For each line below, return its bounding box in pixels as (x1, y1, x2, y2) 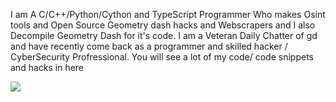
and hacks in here (10, 62, 85, 73)
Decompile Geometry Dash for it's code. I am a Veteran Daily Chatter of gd (10, 30, 318, 41)
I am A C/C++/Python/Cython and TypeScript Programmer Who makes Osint (10, 9, 326, 20)
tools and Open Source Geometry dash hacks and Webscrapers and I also (10, 19, 316, 31)
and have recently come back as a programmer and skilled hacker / (10, 40, 288, 52)
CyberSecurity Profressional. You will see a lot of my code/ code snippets (10, 51, 314, 63)
